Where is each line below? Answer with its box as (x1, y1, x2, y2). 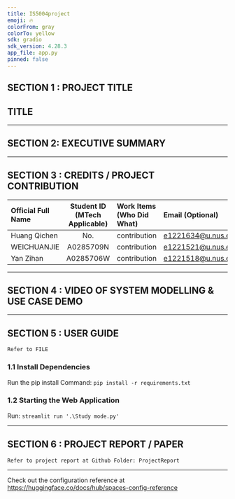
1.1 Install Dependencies (7, 362, 91, 372)
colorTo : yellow (7, 29, 55, 37)
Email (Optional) (163, 210, 219, 219)
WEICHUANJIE (10, 242, 59, 252)
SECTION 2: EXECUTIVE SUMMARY (7, 137, 166, 149)
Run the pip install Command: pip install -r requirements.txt (7, 378, 191, 386)
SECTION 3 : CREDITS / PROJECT (7, 170, 155, 182)
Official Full (10, 205, 50, 215)
